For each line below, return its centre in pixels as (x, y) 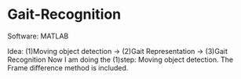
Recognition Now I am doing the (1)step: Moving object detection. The (120, 59)
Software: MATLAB (38, 36)
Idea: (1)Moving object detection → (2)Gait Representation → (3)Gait (118, 51)
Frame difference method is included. (68, 67)
